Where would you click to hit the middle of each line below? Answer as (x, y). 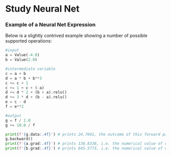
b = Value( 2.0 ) (21, 60)
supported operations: (29, 41)
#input (12, 50)
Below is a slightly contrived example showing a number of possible (76, 35)
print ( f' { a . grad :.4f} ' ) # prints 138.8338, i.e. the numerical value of (84, 144)
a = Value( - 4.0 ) (22, 55)
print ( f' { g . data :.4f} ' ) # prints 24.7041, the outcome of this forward (83, 134)
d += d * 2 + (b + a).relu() (36, 92)
